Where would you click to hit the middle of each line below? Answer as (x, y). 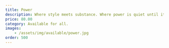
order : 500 (17, 38)
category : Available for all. (37, 24)
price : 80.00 (19, 19)
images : (13, 28)
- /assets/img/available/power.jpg (52, 33)
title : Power (19, 10)
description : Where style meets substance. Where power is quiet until (82, 14)
